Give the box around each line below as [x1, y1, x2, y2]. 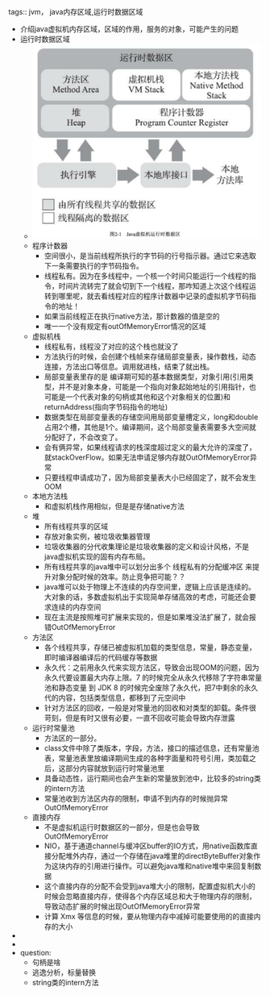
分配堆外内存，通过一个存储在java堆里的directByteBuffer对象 [51, 851, 254, 861]
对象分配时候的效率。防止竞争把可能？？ [51, 572, 186, 582]
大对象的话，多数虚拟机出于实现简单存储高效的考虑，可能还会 [44, 592, 250, 602]
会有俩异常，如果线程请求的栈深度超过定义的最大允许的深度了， [44, 443, 256, 452]
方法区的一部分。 [44, 733, 102, 743]
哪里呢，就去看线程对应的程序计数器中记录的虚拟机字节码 [58, 291, 250, 301]
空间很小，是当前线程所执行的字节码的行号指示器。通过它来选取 [44, 251, 256, 260]
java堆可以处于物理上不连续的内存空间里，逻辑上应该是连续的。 [44, 582, 256, 592]
